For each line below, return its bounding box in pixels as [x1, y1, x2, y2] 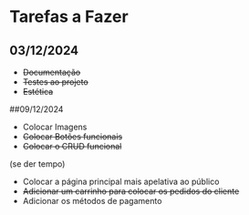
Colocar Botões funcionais [22, 131, 123, 142]
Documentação [22, 67, 81, 77]
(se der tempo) [9, 159, 66, 169]
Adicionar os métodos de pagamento [22, 196, 162, 206]
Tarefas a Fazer [9, 6, 130, 27]
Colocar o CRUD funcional [22, 141, 122, 151]
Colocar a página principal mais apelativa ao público [22, 176, 220, 187]
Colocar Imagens [22, 121, 88, 132]
